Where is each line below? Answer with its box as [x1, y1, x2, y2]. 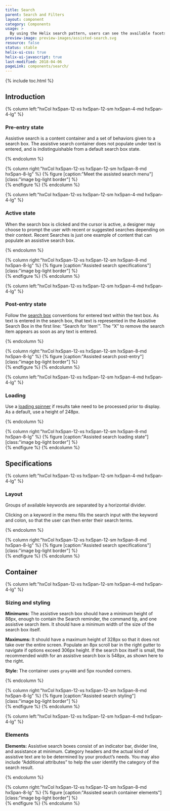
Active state [5, 209, 36, 217]
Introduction [5, 92, 46, 101]
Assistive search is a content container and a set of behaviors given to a [5, 135, 155, 142]
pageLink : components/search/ [5, 64, 69, 69]
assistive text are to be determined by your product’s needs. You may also [5, 753, 159, 759]
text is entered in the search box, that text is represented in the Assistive [5, 317, 156, 324]
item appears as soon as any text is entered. [5, 328, 98, 334]
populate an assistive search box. [5, 237, 75, 243]
